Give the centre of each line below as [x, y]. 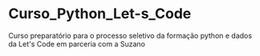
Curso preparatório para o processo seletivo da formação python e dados [130, 35]
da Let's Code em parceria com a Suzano [77, 43]
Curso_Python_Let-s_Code [100, 14]
